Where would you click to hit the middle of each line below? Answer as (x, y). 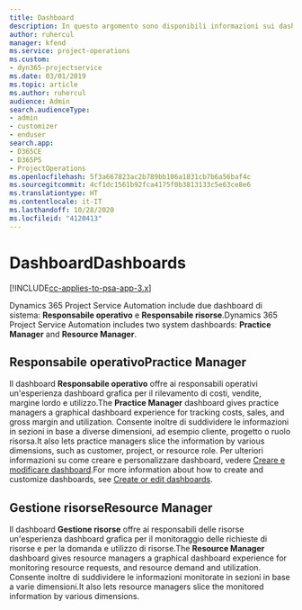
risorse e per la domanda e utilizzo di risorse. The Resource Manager (137, 549)
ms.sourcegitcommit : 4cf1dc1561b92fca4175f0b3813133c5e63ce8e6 (130, 185)
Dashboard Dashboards (98, 263)
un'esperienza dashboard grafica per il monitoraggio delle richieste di (138, 539)
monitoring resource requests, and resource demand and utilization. (135, 568)
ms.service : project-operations (70, 51)
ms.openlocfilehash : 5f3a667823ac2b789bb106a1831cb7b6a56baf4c (130, 176)
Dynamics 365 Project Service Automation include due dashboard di (136, 305)
